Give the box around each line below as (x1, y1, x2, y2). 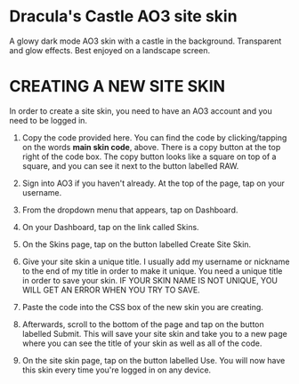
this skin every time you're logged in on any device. (21, 364, 212, 375)
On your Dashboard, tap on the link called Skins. (21, 221, 199, 232)
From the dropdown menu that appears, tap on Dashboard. (21, 204, 238, 215)
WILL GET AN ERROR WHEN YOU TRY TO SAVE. (21, 284, 200, 295)
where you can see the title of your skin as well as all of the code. (21, 338, 263, 348)
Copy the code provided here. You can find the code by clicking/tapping (21, 132, 287, 143)
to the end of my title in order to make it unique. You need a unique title (21, 265, 283, 276)
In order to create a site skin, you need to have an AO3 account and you (9, 105, 273, 116)
